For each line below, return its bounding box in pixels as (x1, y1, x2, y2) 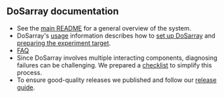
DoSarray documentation (6, 6, 120, 17)
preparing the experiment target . (16, 38, 111, 47)
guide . (16, 83, 36, 91)
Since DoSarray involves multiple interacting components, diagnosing (16, 54, 218, 62)
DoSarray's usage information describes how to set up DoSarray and (16, 31, 216, 40)
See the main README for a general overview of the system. (16, 24, 192, 32)
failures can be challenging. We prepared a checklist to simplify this (16, 60, 212, 69)
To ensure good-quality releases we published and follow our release (16, 76, 217, 84)
